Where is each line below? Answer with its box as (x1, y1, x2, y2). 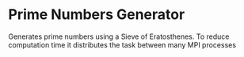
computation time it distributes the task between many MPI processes (8, 40, 236, 49)
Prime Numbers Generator (8, 6, 185, 24)
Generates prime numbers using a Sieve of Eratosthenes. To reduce (8, 32, 230, 41)
